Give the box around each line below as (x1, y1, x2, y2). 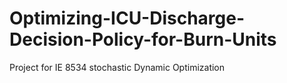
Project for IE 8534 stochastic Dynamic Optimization (9, 61, 226, 73)
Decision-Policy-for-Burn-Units (9, 28, 277, 51)
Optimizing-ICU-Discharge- (9, 7, 246, 30)
